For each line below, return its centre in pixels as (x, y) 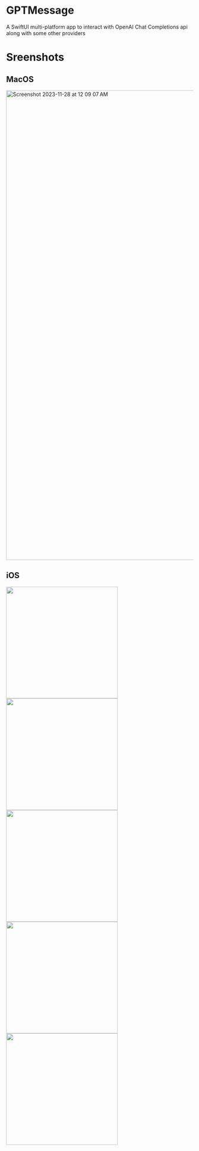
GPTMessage (40, 10)
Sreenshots (35, 57)
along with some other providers (46, 33)
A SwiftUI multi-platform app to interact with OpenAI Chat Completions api (97, 27)
